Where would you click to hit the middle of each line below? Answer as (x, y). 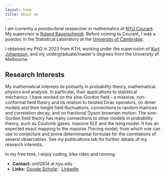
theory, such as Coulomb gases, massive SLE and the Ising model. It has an (82, 123)
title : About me (22, 14)
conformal (16, 103)
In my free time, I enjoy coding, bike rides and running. (61, 154)
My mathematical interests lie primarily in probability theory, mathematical (80, 87)
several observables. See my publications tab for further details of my (76, 139)
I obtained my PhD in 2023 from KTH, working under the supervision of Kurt (82, 49)
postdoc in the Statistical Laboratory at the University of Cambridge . (75, 39)
